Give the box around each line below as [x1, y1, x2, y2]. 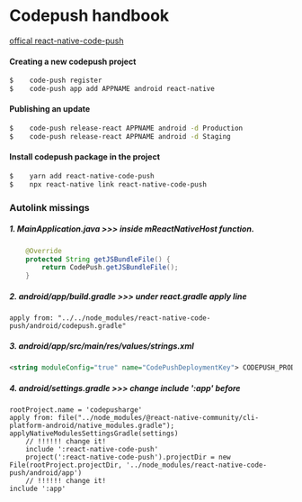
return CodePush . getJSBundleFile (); [41, 263, 179, 272]
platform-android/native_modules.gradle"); [9, 421, 175, 430]
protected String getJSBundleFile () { [25, 254, 171, 264]
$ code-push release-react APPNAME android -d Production [9, 123, 244, 133]
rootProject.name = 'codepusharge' [9, 405, 143, 415]
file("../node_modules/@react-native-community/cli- [57, 413, 259, 422]
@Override [25, 246, 63, 255]
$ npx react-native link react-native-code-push [9, 179, 207, 189]
